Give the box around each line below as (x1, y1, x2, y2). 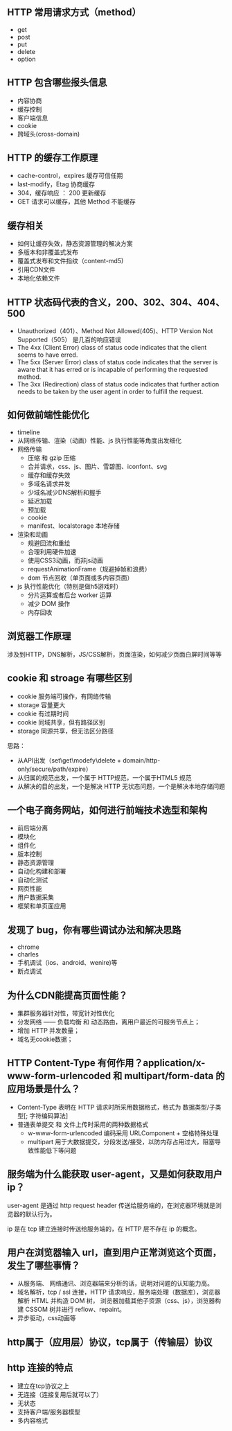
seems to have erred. (17, 350, 78, 359)
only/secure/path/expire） (17, 765, 92, 773)
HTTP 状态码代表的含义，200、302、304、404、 (7, 296, 225, 308)
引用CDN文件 (17, 265, 55, 274)
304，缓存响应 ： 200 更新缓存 (17, 189, 107, 197)
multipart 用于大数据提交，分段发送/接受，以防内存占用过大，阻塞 (27, 1137, 215, 1146)
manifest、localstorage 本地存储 (27, 522, 120, 530)
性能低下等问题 (33, 1146, 77, 1155)
